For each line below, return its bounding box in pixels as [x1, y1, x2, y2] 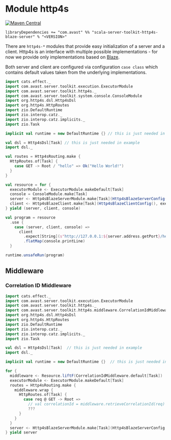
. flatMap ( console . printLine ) [23, 239, 85, 244]
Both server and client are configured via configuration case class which [5, 64, 158, 70]
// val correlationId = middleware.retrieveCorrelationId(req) [27, 402, 165, 407]
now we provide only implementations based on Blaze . [5, 54, 120, 60]
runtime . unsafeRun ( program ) [5, 253, 65, 258]
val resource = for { [5, 182, 51, 187]
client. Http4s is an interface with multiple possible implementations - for [5, 48, 158, 54]
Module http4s [5, 3, 69, 15]
